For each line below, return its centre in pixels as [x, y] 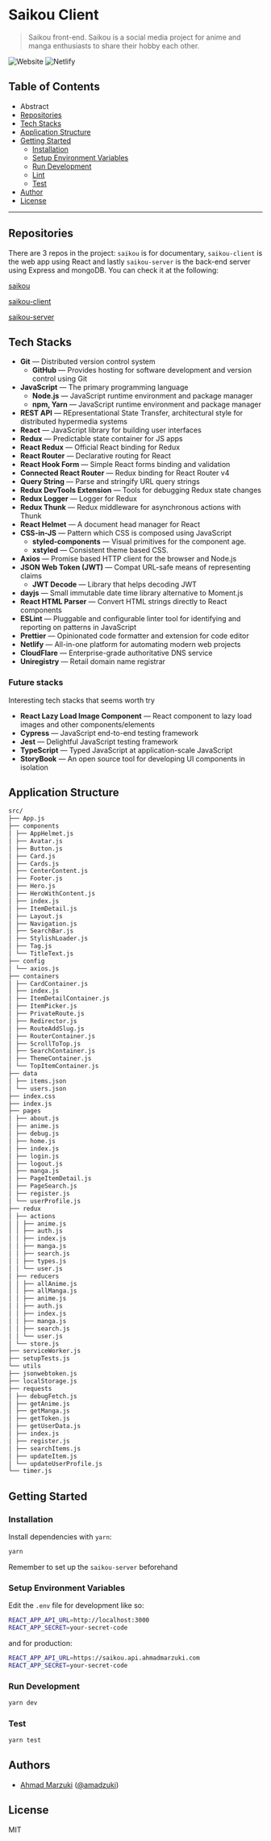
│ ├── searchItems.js [45, 1449]
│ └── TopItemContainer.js [54, 1067]
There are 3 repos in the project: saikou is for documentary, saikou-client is [135, 253]
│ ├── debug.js [34, 1134]
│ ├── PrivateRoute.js [46, 1014]
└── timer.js [30, 1471]
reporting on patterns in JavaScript [78, 628]
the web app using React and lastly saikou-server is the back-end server [130, 261]
